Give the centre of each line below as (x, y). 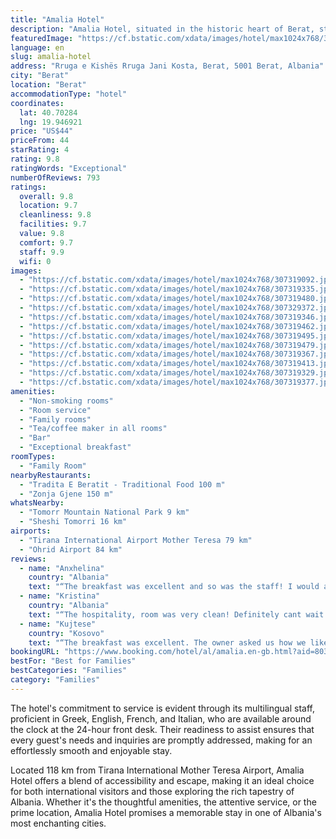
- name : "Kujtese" (58, 624)
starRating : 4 (40, 150)
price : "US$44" (42, 131)
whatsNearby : (37, 503)
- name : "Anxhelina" (62, 568)
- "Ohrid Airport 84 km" (71, 549)
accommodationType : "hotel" (69, 94)
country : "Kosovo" (66, 633)
